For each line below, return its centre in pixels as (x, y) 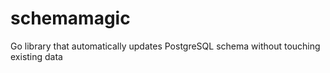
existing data (36, 56)
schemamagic (70, 18)
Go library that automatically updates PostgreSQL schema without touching (165, 46)
